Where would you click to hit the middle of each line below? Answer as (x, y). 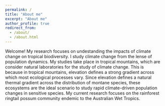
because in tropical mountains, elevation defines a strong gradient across (80, 72)
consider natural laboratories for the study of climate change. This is (75, 67)
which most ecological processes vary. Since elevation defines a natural (78, 77)
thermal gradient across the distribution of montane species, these (73, 82)
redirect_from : (21, 28)
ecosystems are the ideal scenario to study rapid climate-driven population (81, 88)
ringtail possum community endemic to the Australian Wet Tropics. (73, 98)
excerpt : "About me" (26, 19)
